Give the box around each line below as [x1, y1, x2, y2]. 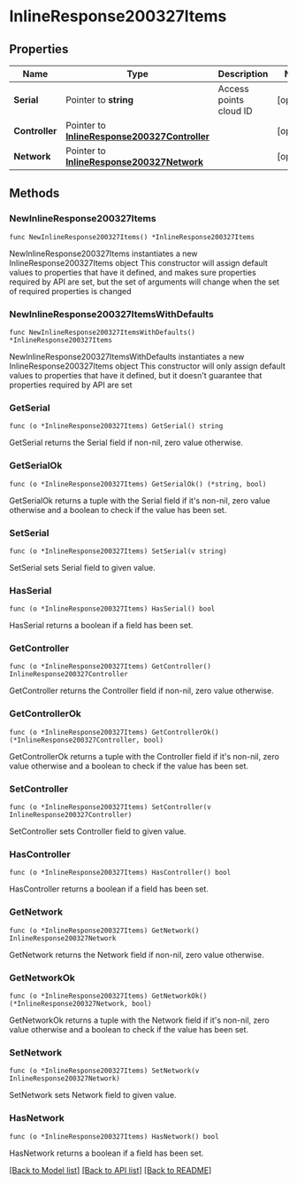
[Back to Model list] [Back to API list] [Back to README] [9, 1165, 212, 1175]
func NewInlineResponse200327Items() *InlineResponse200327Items [9, 232, 255, 241]
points [217, 94, 245, 105]
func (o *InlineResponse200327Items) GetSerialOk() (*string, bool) [9, 479, 267, 488]
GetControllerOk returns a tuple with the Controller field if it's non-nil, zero [9, 751, 280, 761]
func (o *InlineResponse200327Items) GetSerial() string [9, 422, 224, 431]
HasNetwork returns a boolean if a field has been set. [9, 1148, 204, 1158]
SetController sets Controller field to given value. [9, 826, 187, 837]
